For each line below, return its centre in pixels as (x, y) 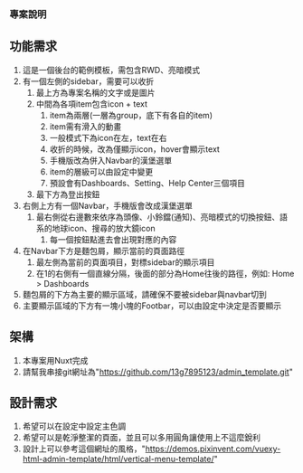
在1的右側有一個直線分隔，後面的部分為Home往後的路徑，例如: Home (165, 273)
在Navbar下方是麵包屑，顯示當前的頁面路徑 (104, 251)
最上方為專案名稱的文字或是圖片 (95, 92)
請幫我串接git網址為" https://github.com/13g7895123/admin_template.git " (158, 372)
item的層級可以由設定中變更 (101, 171)
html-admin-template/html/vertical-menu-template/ (118, 459)
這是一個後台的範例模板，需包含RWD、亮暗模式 (111, 70)
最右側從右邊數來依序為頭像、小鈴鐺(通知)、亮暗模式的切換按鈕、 (158, 217)
